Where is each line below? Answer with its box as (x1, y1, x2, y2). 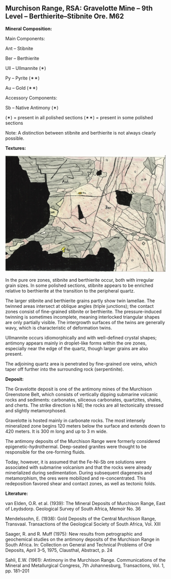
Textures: (5, 145, 26, 151)
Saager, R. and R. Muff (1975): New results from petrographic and (5, 531, 142, 537)
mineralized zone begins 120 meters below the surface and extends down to (5, 423, 165, 429)
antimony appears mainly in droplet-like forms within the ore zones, (5, 340, 147, 346)
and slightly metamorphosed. (5, 408, 67, 413)
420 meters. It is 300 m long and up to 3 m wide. (5, 428, 108, 434)
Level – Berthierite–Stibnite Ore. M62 (5, 12, 124, 21)
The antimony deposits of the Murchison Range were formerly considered (5, 438, 160, 444)
